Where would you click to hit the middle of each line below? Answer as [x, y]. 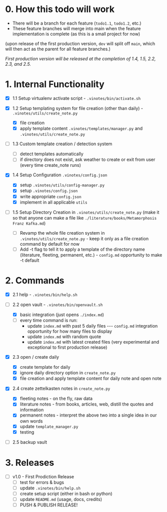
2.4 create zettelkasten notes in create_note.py [61, 388]
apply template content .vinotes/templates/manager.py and [81, 129]
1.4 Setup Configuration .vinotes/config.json [60, 175]
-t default [29, 260]
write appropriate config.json [50, 196]
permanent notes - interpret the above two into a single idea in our [88, 415]
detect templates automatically [51, 154]
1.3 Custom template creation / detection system [62, 144]
